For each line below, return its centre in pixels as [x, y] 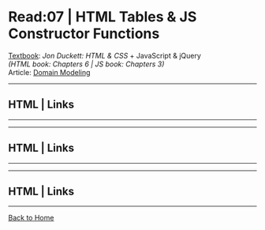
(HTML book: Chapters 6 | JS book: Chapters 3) [86, 64]
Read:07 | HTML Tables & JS [103, 17]
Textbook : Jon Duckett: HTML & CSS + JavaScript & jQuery [105, 55]
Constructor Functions [84, 34]
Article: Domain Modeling [49, 72]
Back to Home [31, 218]
